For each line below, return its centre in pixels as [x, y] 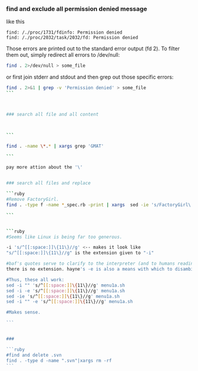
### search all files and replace [49, 183]
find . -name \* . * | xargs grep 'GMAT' [55, 146]
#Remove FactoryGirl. [33, 200]
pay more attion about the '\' [44, 167]
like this [15, 22]
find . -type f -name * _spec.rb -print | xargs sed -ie [77, 205]
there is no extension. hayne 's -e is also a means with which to [89, 269]
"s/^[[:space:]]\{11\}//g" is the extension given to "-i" [80, 253]
